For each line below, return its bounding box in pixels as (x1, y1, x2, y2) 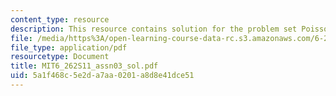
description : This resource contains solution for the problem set (10, 24, 298, 34)
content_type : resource (10, 14, 110, 25)
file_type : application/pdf (10, 42, 128, 53)
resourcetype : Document (10, 52, 110, 62)
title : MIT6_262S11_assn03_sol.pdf (10, 61, 159, 71)
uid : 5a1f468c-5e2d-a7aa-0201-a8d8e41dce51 (10, 71, 195, 81)
